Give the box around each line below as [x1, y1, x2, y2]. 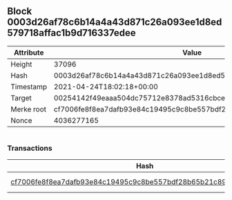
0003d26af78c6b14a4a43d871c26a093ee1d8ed [7, 17, 222, 28]
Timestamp [10, 82, 48, 91]
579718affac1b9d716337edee [7, 27, 136, 39]
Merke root [10, 104, 47, 113]
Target [10, 93, 32, 102]
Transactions [7, 143, 53, 153]
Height [10, 59, 32, 69]
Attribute [13, 48, 44, 57]
